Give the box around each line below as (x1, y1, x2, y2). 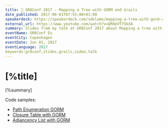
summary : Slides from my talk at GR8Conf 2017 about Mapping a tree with (5, 26, 162, 31)
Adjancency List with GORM (12, 117, 70, 123)
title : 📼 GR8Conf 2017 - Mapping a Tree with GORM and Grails (5, 7, 137, 12)
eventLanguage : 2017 (5, 44, 48, 49)
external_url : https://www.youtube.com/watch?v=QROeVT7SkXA (5, 21, 133, 26)
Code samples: (5, 97, 36, 103)
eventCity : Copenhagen (5, 35, 52, 40)
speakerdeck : (5, 16, 32, 21)
